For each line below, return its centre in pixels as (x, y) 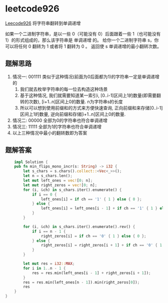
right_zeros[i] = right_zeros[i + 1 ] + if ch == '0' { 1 (101, 245)
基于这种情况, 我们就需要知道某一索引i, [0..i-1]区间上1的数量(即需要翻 (90, 95)
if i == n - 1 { (49, 231)
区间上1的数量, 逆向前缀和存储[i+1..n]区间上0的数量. (73, 114)
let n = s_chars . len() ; (48, 176)
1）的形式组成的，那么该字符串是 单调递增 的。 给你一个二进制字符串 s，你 (82, 40)
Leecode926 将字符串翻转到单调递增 (43, 23)
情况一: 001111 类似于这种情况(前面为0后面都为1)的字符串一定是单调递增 (86, 76)
